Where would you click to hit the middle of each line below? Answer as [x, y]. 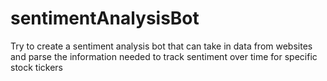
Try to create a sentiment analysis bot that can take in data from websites [161, 46]
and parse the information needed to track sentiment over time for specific [164, 56]
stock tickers [37, 67]
